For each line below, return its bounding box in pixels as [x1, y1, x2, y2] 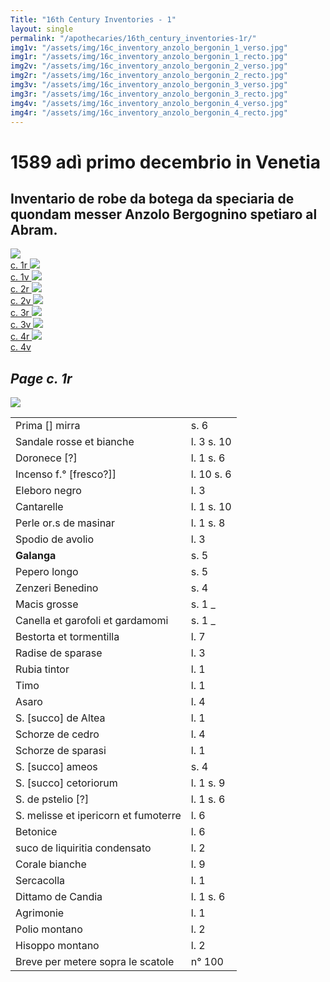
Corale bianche [15, 857, 87, 871]
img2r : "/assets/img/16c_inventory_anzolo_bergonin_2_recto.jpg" [10, 71, 288, 81]
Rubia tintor [15, 662, 70, 676]
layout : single [10, 24, 74, 34]
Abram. [10, 221, 58, 238]
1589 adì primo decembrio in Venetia [10, 151, 322, 173]
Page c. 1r [10, 370, 73, 387]
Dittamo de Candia [15, 890, 103, 904]
